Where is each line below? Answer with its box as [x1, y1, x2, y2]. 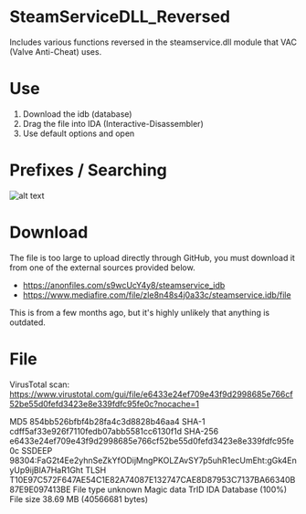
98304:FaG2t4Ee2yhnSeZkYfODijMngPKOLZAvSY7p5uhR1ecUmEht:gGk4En [9, 455, 297, 466]
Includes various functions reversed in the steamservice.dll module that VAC [9, 37, 297, 47]
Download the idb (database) [22, 108, 132, 120]
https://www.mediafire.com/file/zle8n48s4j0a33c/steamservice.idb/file [22, 289, 291, 300]
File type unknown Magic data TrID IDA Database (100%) [72, 484, 288, 495]
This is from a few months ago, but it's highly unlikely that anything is [9, 307, 270, 318]
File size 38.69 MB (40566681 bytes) [9, 493, 149, 504]
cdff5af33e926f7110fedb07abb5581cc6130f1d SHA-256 [9, 425, 219, 436]
